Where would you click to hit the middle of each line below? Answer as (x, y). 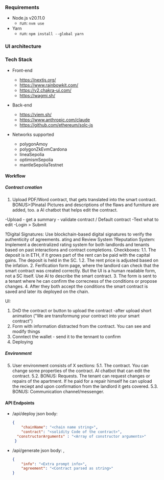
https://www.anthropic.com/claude (55, 120)
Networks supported (33, 134)
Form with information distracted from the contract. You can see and (81, 326)
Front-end (22, 70)
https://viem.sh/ (35, 114)
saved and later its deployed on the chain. (47, 292)
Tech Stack (19, 59)
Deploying (23, 342)
